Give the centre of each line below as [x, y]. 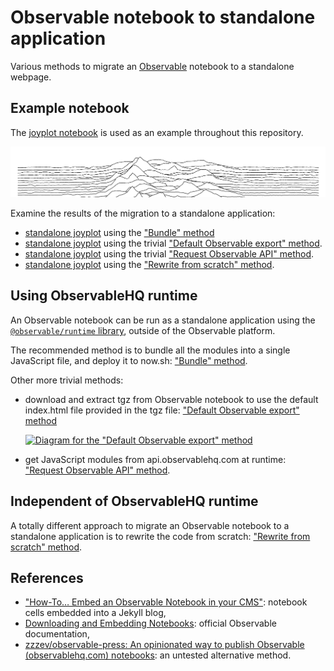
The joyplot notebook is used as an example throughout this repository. [157, 132]
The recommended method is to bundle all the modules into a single [150, 350]
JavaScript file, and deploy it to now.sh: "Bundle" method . [129, 360]
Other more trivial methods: [67, 380]
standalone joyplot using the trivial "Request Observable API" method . [169, 254]
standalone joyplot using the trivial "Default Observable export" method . [173, 243]
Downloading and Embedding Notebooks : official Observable [150, 623]
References [47, 578]
